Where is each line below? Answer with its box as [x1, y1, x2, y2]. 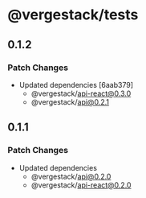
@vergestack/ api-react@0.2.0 [30, 179, 132, 190]
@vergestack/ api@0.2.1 [30, 97, 110, 106]
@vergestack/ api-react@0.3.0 [30, 89, 132, 98]
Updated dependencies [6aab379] [18, 80, 134, 89]
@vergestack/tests [7, 6, 139, 24]
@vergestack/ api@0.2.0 [30, 171, 112, 181]
